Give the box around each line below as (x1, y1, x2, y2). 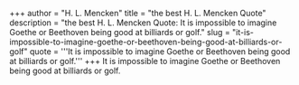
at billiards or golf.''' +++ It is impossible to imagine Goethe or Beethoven (9, 56, 281, 66)
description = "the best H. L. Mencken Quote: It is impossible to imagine (9, 17, 277, 28)
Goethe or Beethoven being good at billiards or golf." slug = (9, 27, 230, 37)
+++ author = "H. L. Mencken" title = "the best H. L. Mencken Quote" (9, 8, 266, 18)
